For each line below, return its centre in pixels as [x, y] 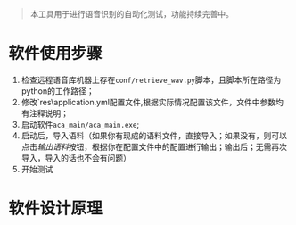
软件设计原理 [56, 208]
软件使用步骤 [56, 54]
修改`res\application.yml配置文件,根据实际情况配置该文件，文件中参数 [148, 102]
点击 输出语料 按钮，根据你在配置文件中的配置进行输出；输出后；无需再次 [154, 146]
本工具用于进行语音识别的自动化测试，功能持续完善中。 [132, 14]
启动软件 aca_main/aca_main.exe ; [80, 124]
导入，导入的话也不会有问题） [76, 158]
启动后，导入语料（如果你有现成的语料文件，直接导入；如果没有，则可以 [154, 135]
